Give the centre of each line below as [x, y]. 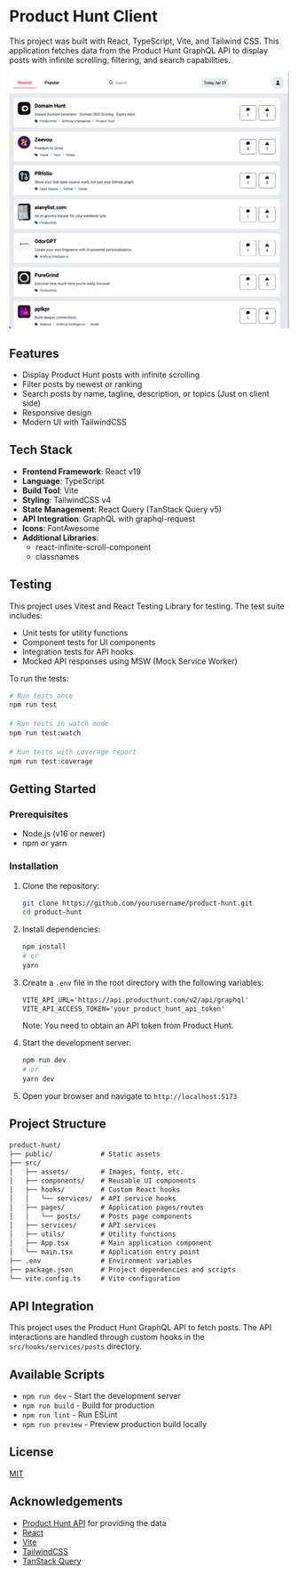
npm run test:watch [45, 733]
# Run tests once [41, 696]
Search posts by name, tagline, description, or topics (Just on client [145, 393]
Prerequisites [39, 814]
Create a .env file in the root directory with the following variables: [143, 982]
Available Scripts [57, 1374]
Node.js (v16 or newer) [64, 834]
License [31, 1452]
